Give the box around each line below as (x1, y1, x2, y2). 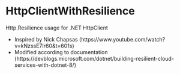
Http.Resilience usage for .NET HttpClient (5, 24, 109, 31)
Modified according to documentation (14, 48, 108, 55)
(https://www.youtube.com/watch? (79, 35, 166, 43)
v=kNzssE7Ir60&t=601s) (14, 42, 74, 49)
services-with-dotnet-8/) (14, 61, 76, 69)
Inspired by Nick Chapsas (14, 35, 79, 43)
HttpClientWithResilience (5, 4, 136, 18)
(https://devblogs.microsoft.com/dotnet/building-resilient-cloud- (14, 55, 175, 62)
